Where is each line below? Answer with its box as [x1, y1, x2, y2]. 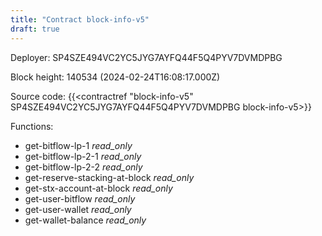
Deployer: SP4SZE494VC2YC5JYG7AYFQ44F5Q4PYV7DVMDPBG [10, 51, 283, 63]
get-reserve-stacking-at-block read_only [24, 171, 195, 183]
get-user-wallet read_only [24, 203, 132, 215]
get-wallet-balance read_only [24, 214, 147, 226]
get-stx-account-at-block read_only [24, 182, 173, 194]
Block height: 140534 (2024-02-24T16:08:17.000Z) [10, 71, 221, 83]
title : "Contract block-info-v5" [10, 14, 150, 25]
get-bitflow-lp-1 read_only [24, 139, 133, 151]
